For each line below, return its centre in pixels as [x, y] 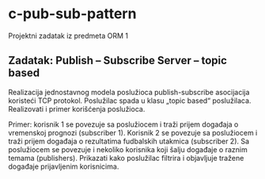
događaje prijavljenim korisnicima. [64, 166]
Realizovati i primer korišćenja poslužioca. [77, 109]
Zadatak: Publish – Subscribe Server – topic [118, 61]
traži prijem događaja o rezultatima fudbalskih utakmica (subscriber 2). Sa [129, 141]
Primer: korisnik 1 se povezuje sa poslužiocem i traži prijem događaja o [123, 124]
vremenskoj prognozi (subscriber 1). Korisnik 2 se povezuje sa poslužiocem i [133, 132]
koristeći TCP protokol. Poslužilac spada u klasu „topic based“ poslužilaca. [130, 101]
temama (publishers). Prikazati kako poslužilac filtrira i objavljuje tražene [126, 158]
